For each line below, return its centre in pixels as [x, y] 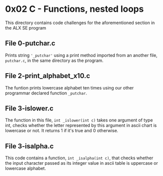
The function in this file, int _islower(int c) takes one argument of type [79, 120]
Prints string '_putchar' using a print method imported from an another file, [81, 55]
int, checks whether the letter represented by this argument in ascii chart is [81, 125]
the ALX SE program [26, 28]
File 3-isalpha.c [29, 146]
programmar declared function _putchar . [46, 93]
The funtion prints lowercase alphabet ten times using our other [69, 88]
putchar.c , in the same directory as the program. [54, 60]
